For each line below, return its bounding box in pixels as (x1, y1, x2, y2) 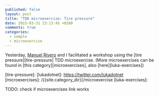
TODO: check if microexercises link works (5, 86, 89, 92)
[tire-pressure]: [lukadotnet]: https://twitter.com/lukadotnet (5, 71, 123, 78)
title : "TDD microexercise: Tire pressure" (5, 16, 95, 21)
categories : (5, 30, 29, 34)
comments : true (5, 25, 36, 30)
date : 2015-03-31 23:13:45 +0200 (5, 20, 73, 26)
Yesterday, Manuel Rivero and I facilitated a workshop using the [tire (5, 52, 142, 58)
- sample (9, 34, 27, 39)
